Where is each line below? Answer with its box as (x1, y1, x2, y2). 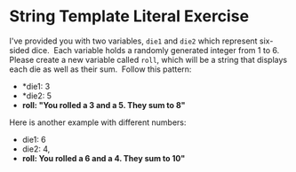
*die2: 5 (21, 90, 52, 101)
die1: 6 (21, 134, 46, 145)
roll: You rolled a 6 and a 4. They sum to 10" (21, 152, 186, 163)
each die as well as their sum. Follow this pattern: (9, 64, 192, 74)
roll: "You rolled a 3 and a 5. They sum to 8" (21, 99, 186, 110)
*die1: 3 (21, 81, 51, 91)
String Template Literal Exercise (9, 6, 250, 27)
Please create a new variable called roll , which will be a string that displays (9, 54, 287, 65)
